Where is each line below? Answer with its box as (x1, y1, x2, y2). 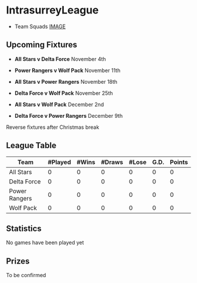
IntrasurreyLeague (6, 4, 99, 17)
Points (169, 158, 188, 166)
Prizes (6, 256, 30, 266)
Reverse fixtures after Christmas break (6, 124, 100, 131)
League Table (6, 141, 57, 151)
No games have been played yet (6, 239, 84, 246)
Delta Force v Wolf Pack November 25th (14, 89, 113, 97)
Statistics (6, 223, 42, 233)
